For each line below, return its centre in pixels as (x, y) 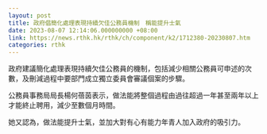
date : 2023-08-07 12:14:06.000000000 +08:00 (83, 30)
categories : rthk (37, 45)
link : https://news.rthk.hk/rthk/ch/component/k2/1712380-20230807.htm (129, 38)
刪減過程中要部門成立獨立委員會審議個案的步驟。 (109, 78)
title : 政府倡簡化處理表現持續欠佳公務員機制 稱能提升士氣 (95, 23)
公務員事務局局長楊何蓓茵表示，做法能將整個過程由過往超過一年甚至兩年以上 (133, 95)
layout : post (30, 15)
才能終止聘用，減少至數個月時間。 (64, 105)
